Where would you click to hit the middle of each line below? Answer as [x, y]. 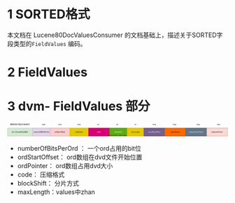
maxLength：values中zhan [56, 192]
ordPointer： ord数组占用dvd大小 [65, 166]
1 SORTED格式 [49, 14]
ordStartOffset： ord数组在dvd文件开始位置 [80, 157]
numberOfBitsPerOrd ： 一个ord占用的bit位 [79, 149]
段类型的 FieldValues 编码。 [47, 43]
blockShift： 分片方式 [48, 183]
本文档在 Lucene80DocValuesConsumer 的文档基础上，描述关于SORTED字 [115, 35]
